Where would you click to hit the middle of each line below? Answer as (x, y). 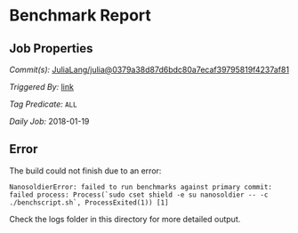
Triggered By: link (41, 87)
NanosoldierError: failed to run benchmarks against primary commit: (141, 187)
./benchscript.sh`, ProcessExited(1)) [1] (89, 202)
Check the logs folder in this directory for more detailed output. (125, 219)
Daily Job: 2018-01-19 (49, 121)
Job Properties (51, 48)
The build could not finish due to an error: (85, 171)
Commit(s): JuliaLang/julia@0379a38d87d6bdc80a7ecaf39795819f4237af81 (149, 69)
